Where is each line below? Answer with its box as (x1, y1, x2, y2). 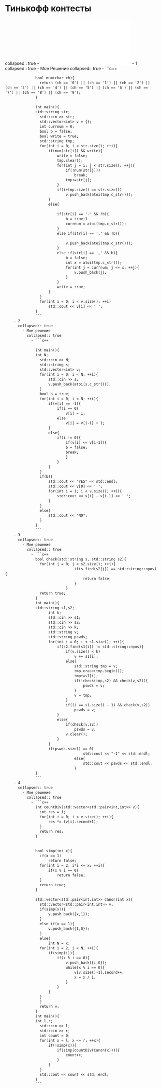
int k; (48, 610, 62, 615)
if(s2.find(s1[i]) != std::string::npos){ (57, 644, 144, 649)
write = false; (57, 153, 88, 158)
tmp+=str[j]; (65, 177, 92, 182)
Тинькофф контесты (5, 3, 92, 14)
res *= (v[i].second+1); (48, 819, 98, 824)
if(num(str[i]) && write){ (48, 148, 103, 153)
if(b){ (39, 474, 53, 479)
